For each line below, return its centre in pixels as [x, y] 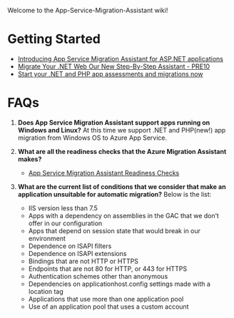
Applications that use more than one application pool [106, 299]
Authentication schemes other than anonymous [98, 276]
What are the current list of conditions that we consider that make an [122, 186]
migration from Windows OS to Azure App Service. [92, 138]
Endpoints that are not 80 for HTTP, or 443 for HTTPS [108, 268]
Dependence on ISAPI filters [70, 246]
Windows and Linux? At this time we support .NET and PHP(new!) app [122, 130]
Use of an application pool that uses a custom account [108, 307]
